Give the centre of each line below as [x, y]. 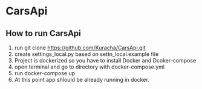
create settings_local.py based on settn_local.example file [86, 54]
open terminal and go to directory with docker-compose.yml [90, 67]
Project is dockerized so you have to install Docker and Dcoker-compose [105, 60]
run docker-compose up [45, 73]
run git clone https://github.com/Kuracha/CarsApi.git [80, 48]
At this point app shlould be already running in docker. [82, 80]
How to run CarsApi [43, 33]
